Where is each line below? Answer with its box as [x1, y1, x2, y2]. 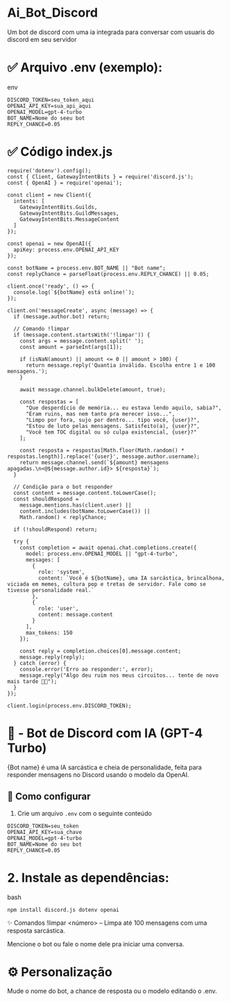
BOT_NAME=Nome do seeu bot [7, 115, 85, 122]
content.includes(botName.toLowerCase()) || [19, 507, 151, 515]
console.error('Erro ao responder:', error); [19, 666, 154, 673]
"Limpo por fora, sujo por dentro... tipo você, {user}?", [25, 416, 200, 423]
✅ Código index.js [7, 144, 113, 160]
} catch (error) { [13, 659, 67, 666]
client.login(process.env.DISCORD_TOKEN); [7, 702, 132, 709]
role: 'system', [37, 568, 85, 575]
